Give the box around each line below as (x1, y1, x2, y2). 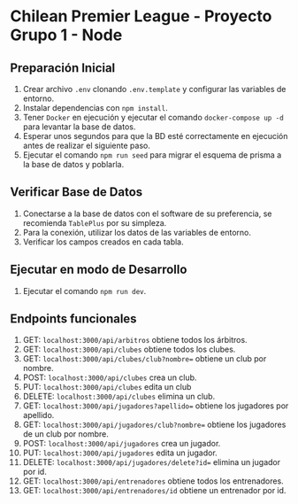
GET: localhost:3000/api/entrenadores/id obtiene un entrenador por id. (22, 485, 287, 496)
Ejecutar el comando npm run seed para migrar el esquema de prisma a (22, 150, 282, 160)
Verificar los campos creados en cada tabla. (22, 236, 184, 247)
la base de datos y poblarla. (22, 159, 125, 169)
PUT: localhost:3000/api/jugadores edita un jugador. (22, 447, 218, 458)
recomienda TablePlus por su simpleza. (22, 217, 167, 228)
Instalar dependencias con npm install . (22, 103, 168, 112)
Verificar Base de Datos (10, 184, 143, 200)
